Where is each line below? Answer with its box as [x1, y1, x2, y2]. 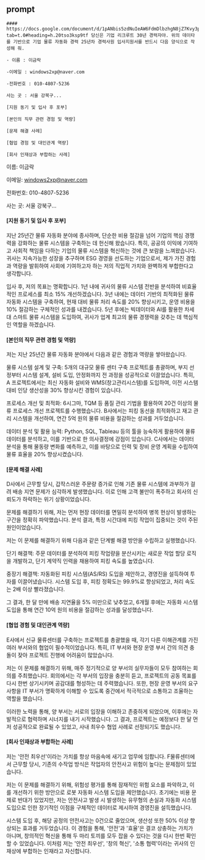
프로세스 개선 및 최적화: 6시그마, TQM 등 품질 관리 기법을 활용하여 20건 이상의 [6, 400, 192, 407]
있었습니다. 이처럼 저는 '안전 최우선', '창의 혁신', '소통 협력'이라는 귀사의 [19, 839, 189, 847]
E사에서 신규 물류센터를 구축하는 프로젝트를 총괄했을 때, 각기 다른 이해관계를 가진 [6, 636, 198, 643]
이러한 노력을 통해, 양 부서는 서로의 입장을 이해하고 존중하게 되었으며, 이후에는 [6, 708, 192, 715]
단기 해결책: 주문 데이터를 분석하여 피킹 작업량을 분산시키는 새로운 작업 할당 [6, 550, 185, 557]
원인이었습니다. [6, 524, 43, 531]
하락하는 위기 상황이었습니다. [22, 496, 92, 503]
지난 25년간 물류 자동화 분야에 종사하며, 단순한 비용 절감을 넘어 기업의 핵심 [6, 232, 184, 239]
